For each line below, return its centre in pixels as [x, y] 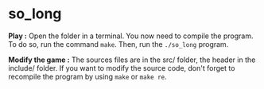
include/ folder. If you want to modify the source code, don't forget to [122, 68]
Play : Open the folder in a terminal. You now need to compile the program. [131, 36]
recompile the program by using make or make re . [87, 76]
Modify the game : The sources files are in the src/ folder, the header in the [132, 60]
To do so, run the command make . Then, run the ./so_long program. [118, 44]
